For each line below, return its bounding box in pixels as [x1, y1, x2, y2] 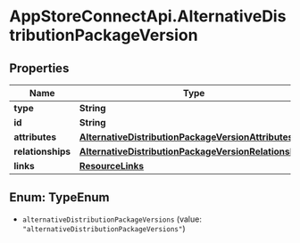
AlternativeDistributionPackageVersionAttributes [79, 131, 294, 143]
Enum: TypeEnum [9, 190, 110, 206]
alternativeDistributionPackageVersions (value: [21, 214, 203, 224]
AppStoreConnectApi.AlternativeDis [9, 6, 287, 27]
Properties [9, 61, 70, 76]
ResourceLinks [79, 160, 145, 172]
